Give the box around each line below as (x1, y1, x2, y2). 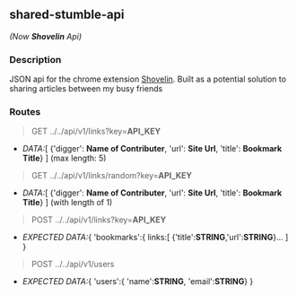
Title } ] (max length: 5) (22, 152, 107, 164)
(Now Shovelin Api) (9, 30, 83, 41)
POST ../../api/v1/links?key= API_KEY (31, 214, 167, 225)
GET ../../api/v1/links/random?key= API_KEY (31, 170, 193, 181)
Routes (9, 106, 41, 118)
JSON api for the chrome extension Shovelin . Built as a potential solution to (9, 74, 287, 84)
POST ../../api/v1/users (31, 259, 115, 270)
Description (9, 53, 62, 65)
